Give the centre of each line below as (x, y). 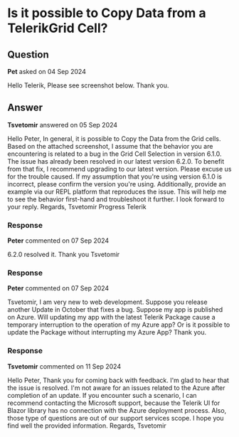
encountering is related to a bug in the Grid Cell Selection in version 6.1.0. (115, 154)
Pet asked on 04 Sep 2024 (47, 72)
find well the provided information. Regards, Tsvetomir (87, 426)
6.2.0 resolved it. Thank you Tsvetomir (64, 255)
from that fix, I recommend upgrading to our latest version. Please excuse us (119, 169)
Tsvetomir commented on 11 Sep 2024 (64, 366)
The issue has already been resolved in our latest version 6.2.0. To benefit (116, 161)
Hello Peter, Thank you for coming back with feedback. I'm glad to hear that (118, 380)
